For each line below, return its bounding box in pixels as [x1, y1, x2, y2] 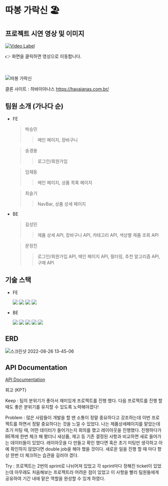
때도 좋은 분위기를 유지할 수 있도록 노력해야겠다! [5, 404, 99, 410]
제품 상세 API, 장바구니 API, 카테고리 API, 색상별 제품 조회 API [37, 232, 159, 238]
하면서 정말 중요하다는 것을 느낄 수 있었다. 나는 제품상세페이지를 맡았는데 [18, 421, 160, 427]
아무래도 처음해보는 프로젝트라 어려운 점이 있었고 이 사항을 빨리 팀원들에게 [14, 469, 159, 475]
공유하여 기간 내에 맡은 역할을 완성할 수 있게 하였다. [5, 475, 105, 481]
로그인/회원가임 [37, 158, 68, 164]
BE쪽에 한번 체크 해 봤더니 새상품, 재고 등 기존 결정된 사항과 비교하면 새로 [5, 433, 148, 440]
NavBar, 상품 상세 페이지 [37, 201, 86, 207]
